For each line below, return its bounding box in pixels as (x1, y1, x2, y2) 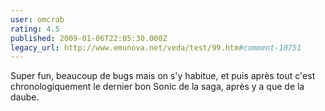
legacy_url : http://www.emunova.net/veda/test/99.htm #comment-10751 (10, 42, 302, 53)
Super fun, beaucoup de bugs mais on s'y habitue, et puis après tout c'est (10, 70, 316, 82)
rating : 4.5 (10, 24, 60, 34)
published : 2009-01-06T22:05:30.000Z (10, 33, 168, 43)
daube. (10, 91, 40, 103)
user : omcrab (10, 14, 65, 25)
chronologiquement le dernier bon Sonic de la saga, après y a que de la (10, 81, 305, 93)
